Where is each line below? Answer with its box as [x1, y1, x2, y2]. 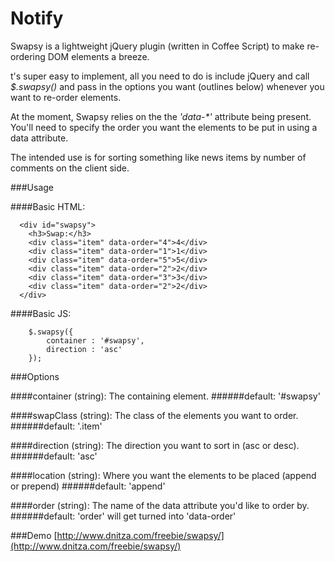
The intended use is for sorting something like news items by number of [10, 151, 307, 163]
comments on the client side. [10, 162, 130, 174]
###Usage [10, 181, 55, 193]
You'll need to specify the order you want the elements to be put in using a [10, 121, 318, 133]
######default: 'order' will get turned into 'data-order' [10, 510, 237, 522]
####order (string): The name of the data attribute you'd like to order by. [10, 499, 310, 511]
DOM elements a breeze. [47, 50, 150, 62]
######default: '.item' [10, 420, 103, 432]
